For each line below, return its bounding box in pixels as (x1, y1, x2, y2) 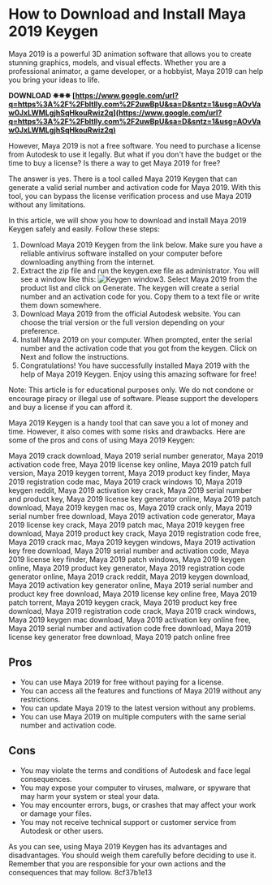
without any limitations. (8, 200, 86, 209)
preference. (19, 326, 60, 335)
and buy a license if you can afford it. (8, 402, 132, 412)
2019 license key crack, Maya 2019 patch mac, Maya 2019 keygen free (8, 520, 245, 529)
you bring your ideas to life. (8, 75, 100, 84)
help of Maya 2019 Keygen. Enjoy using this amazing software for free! (19, 369, 257, 378)
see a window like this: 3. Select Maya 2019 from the (19, 274, 257, 284)
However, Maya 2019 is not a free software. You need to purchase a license (8, 140, 261, 150)
